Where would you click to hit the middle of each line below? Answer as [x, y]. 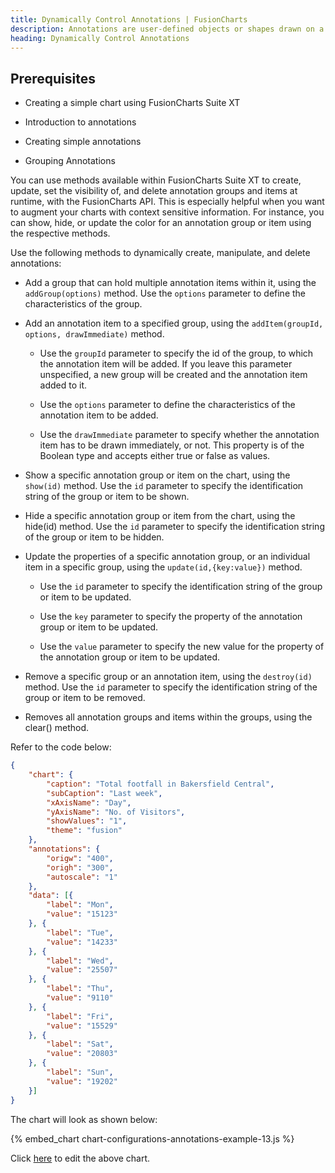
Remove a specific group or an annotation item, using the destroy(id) [168, 677]
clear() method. [57, 728]
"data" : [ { [51, 896]
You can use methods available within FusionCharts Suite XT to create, [156, 180]
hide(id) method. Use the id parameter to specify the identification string [174, 527]
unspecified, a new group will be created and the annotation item [173, 375]
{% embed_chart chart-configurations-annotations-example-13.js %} [152, 1138]
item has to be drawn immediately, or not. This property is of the [172, 445]
